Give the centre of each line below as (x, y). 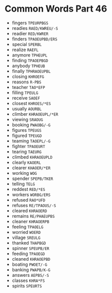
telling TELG (24, 184)
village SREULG (26, 237)
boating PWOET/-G (29, 264)
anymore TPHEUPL (30, 55)
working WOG (24, 173)
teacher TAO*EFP (29, 87)
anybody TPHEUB (29, 66)
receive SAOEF (26, 98)
